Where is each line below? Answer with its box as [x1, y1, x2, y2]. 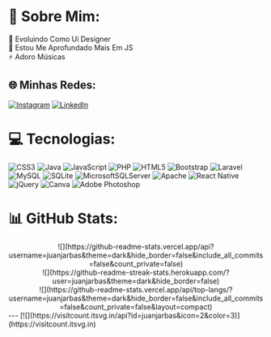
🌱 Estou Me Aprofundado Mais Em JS [8, 42, 133, 52]
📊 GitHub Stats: [8, 209, 119, 228]
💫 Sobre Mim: [8, 7, 100, 26]
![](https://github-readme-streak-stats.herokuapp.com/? [42, 267, 230, 277]
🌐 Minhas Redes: [8, 79, 96, 92]
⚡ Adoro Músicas [8, 52, 66, 62]
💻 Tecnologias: [8, 130, 116, 148]
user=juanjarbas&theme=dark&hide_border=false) [52, 275, 220, 286]
